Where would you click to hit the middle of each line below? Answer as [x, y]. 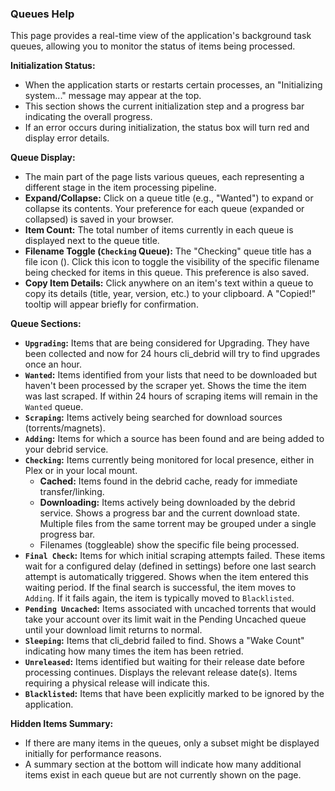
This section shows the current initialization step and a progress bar [164, 106]
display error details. [67, 138]
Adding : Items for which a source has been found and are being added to [174, 439]
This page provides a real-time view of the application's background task [161, 36]
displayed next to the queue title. [92, 241]
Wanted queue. [54, 407]
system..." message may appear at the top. [113, 96]
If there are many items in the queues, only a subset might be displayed [172, 743]
